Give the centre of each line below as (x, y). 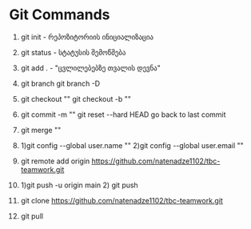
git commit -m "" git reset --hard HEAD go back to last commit (123, 114)
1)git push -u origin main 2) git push (79, 185)
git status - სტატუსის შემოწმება (73, 52)
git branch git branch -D (60, 83)
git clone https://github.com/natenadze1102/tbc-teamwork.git (122, 200)
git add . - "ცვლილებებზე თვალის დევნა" (90, 68)
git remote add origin (55, 161)
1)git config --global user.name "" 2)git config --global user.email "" (132, 145)
